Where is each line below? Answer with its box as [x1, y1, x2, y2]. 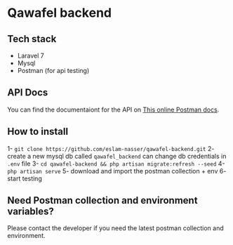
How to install [7, 126, 69, 138]
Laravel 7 [17, 51, 44, 60]
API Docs [7, 86, 48, 99]
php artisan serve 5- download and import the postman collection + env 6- [7, 166, 227, 175]
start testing [7, 174, 42, 183]
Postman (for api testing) [17, 67, 90, 74]
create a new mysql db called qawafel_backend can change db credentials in [7, 152, 227, 160]
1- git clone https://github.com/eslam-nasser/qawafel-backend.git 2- [7, 144, 215, 152]
